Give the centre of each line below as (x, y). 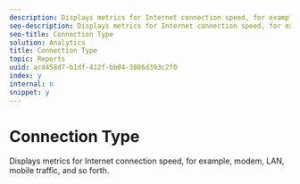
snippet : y (29, 92)
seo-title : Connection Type (62, 34)
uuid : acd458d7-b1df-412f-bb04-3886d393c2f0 (93, 68)
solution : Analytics (48, 42)
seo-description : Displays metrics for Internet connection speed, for (145, 26)
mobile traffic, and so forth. (59, 171)
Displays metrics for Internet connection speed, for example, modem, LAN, (147, 161)
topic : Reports (37, 59)
